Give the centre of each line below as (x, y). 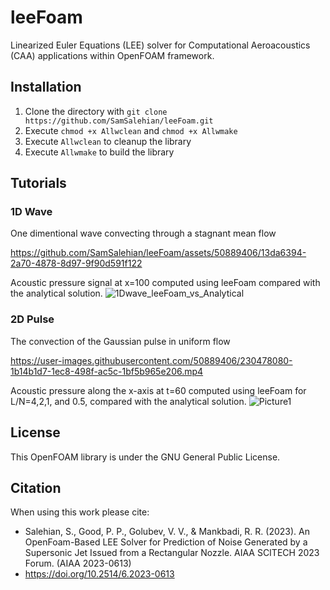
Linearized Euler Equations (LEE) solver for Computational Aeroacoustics (160, 45)
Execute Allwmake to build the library (99, 152)
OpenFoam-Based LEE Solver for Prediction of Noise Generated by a (166, 542)
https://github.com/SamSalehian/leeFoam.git (119, 121)
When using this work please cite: (80, 512)
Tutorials (38, 183)
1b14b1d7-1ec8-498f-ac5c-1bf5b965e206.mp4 (107, 371)
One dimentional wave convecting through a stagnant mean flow (143, 233)
